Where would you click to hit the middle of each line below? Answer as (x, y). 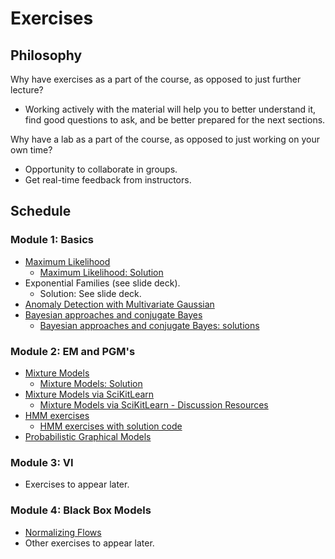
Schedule (41, 211)
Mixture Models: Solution (91, 383)
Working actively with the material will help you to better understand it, (170, 109)
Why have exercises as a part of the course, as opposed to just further (156, 79)
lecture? (27, 90)
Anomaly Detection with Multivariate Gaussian (119, 304)
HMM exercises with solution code (111, 426)
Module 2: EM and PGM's (73, 351)
